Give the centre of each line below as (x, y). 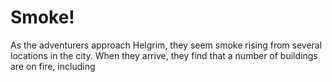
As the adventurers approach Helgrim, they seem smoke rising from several (166, 45)
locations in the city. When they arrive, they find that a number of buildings (164, 55)
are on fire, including (53, 66)
